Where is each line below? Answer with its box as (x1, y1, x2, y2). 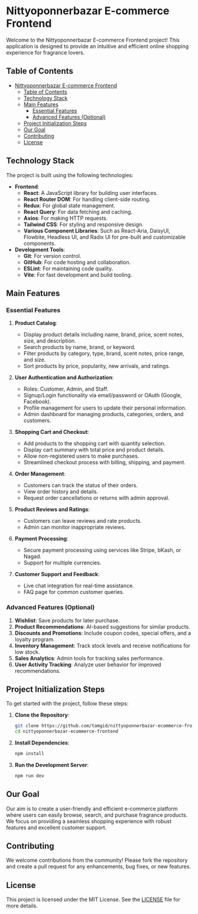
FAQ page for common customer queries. (23, 589, 125, 596)
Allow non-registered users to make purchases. (23, 452, 139, 460)
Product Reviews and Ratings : (14, 506, 90, 513)
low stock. (14, 648, 40, 656)
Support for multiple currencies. (23, 559, 102, 567)
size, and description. (23, 337, 76, 344)
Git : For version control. (23, 252, 82, 259)
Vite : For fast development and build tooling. (23, 271, 132, 278)
